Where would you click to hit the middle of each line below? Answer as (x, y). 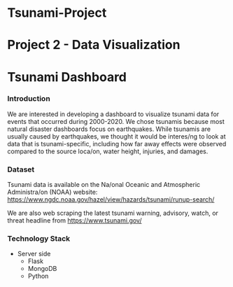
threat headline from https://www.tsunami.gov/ (75, 220)
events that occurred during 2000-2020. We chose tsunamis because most (116, 121)
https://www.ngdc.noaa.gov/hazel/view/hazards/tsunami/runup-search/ (111, 199)
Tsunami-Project (57, 13)
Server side (34, 254)
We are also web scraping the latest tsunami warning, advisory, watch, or (113, 213)
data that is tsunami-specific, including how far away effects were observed (117, 143)
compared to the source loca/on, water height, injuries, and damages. (108, 151)
